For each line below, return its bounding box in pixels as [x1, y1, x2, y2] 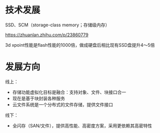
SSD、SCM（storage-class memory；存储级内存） [5, 22, 110, 28]
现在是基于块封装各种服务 [12, 95, 65, 101]
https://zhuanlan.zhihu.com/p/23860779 [5, 32, 89, 38]
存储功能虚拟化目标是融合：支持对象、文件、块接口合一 [12, 89, 126, 95]
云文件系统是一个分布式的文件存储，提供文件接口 [12, 101, 113, 107]
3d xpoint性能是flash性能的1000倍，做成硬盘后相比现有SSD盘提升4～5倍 [5, 42, 155, 48]
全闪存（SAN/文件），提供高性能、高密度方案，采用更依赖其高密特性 [12, 123, 153, 129]
